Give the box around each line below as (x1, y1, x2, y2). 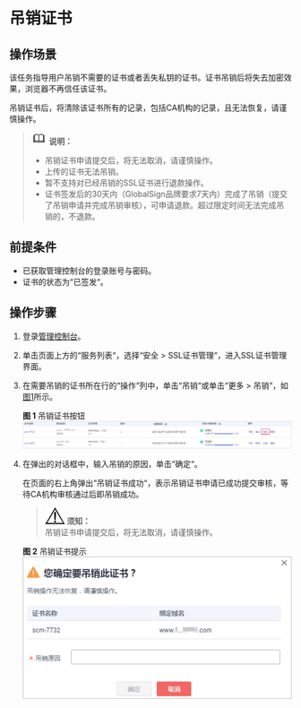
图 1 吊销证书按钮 (21, 410, 86, 421)
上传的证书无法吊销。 (44, 167, 124, 177)
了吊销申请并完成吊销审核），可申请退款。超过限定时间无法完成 (44, 200, 277, 211)
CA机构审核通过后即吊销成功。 (30, 488, 144, 499)
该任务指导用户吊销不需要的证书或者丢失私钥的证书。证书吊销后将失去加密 (9, 73, 284, 82)
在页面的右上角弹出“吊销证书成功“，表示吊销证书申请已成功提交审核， (21, 477, 281, 488)
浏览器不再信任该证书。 (24, 83, 112, 94)
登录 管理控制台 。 (21, 331, 86, 341)
